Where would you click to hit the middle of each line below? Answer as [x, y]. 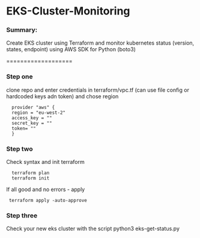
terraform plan [31, 173]
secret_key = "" [32, 123]
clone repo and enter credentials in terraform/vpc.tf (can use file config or [98, 90]
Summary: [22, 30]
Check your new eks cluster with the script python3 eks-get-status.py [93, 229]
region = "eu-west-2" [39, 113]
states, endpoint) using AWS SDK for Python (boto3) [71, 49]
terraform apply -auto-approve [48, 201]
